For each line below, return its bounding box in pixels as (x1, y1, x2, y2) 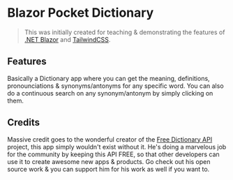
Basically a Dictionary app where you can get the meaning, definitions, (7, 74, 211, 82)
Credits (7, 117, 40, 128)
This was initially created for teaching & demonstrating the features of (24, 28, 225, 36)
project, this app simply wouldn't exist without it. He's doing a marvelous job (7, 142, 227, 151)
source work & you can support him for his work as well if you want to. (7, 165, 210, 173)
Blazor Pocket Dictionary (7, 5, 154, 21)
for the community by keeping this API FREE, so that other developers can (7, 150, 220, 158)
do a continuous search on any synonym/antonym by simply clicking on (7, 89, 213, 97)
